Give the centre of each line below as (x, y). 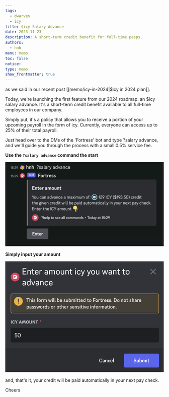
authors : (14, 43)
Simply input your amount (33, 254)
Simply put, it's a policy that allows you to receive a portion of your (74, 120)
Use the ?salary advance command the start (52, 155)
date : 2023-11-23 (23, 32)
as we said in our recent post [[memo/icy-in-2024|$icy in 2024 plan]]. (78, 89)
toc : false (17, 58)
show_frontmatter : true (30, 75)
